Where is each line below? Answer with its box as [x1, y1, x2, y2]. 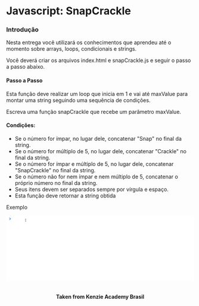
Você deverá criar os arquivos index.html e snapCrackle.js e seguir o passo [6, 57, 191, 64]
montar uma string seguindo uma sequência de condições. [6, 97, 151, 104]
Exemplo [6, 203, 28, 211]
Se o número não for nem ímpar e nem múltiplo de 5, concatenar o [14, 173, 179, 180]
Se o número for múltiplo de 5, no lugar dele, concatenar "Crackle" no [14, 147, 186, 154]
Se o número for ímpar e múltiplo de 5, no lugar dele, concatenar [14, 160, 174, 168]
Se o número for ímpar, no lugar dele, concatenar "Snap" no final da [14, 135, 182, 142]
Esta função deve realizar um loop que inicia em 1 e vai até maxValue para [6, 90, 188, 97]
